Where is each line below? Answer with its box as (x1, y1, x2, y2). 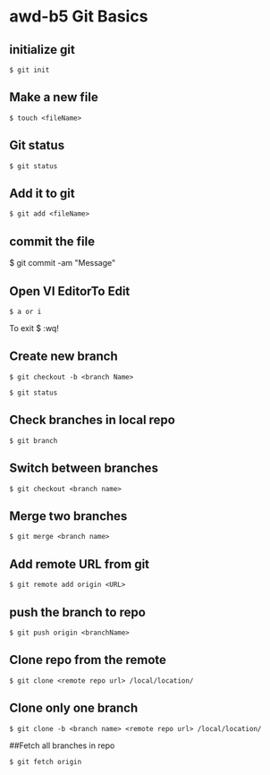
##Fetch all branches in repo (9, 740, 115, 751)
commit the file (9, 234, 96, 249)
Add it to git (9, 186, 75, 201)
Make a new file (9, 89, 98, 105)
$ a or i (9, 307, 42, 317)
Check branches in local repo (9, 413, 176, 428)
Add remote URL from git (9, 557, 150, 572)
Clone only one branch (9, 701, 139, 716)
